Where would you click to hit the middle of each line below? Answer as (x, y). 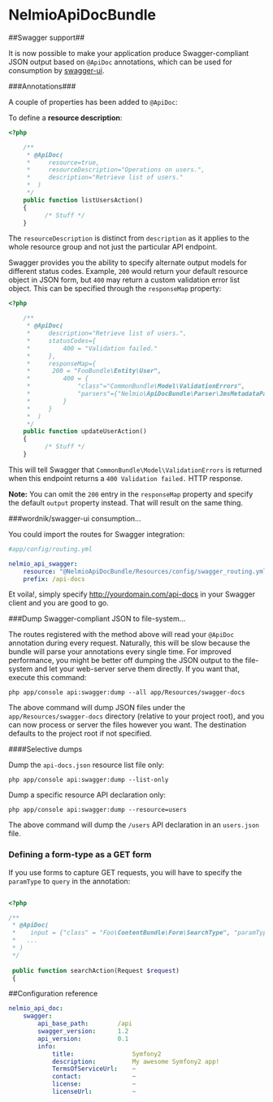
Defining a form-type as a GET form (80, 855)
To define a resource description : (65, 117)
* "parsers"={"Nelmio (85, 394)
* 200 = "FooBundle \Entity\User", (94, 371)
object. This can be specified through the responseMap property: (115, 289)
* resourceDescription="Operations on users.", (116, 170)
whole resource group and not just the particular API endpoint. (113, 247)
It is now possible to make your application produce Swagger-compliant (129, 53)
